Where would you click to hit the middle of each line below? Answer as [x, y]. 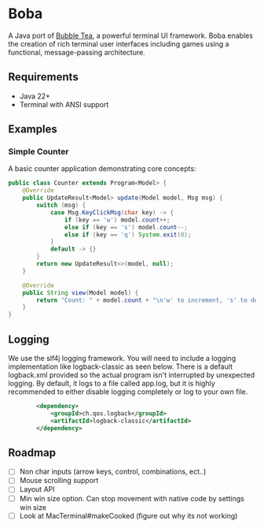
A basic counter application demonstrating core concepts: [102, 169]
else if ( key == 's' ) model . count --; [126, 227]
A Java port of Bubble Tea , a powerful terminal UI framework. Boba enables [131, 35]
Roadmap [32, 453]
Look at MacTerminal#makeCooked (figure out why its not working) [128, 515]
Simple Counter [38, 152]
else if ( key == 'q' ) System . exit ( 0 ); [128, 234]
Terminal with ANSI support [64, 104]
